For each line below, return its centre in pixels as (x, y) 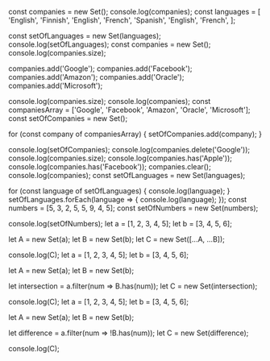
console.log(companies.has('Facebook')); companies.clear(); (110, 167)
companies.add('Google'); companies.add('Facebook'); (100, 68)
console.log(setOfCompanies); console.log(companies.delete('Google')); (129, 149)
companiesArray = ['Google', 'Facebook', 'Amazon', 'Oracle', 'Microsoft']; (129, 110)
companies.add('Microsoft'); (56, 85)
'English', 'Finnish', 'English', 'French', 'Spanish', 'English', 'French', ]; (122, 20)
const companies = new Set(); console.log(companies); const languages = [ (135, 12)
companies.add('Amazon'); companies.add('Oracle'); (96, 77)
